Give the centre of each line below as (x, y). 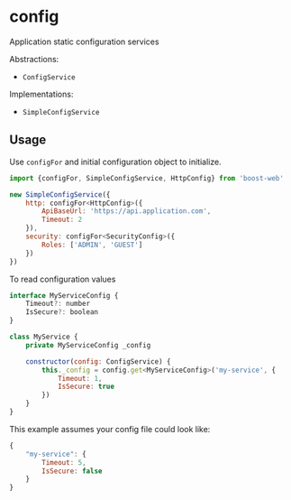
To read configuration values (63, 279)
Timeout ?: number (58, 304)
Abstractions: (34, 59)
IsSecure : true (86, 387)
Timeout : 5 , (64, 462)
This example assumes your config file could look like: (110, 429)
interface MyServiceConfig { (64, 295)
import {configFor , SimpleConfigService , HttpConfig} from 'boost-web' (146, 178)
